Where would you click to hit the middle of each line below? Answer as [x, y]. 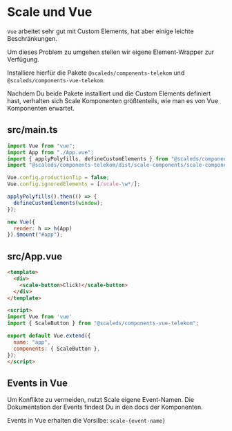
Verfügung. [23, 59]
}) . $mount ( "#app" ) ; [35, 235]
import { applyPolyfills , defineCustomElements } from [88, 159]
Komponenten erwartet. [41, 108]
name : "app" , [32, 342]
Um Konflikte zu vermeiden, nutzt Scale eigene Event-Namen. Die [101, 400]
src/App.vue [35, 256]
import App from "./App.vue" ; [51, 152]
